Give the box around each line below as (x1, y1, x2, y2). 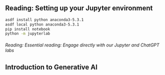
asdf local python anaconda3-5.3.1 (5, 22, 79, 27)
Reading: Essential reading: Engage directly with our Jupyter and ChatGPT (5, 42, 160, 48)
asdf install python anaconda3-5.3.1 (5, 17, 84, 22)
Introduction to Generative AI (5, 62, 97, 71)
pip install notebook (5, 26, 50, 31)
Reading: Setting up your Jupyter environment (5, 4, 153, 12)
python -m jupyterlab (5, 31, 50, 36)
